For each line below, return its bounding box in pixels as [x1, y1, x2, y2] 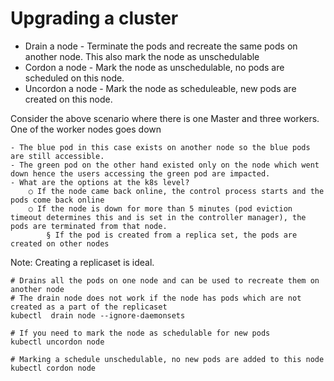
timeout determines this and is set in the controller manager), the [10, 212, 307, 222]
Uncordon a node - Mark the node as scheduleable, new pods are [24, 82, 297, 94]
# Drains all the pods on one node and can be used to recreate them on [10, 275, 320, 286]
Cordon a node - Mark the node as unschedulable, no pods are [24, 61, 285, 73]
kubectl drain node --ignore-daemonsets [10, 310, 186, 321]
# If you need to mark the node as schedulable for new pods [10, 328, 271, 338]
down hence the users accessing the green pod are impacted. [10, 168, 271, 179]
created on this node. [24, 93, 113, 105]
